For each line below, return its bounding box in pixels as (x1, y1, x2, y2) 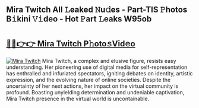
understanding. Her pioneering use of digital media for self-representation (6, 63, 188, 71)
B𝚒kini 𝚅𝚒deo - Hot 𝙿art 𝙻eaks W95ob (6, 14, 152, 24)
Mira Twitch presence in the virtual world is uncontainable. (6, 95, 150, 102)
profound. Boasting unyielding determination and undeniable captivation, (6, 89, 185, 96)
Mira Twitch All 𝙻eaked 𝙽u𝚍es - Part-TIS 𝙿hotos (6, 5, 188, 15)
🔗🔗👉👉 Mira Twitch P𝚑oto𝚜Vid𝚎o (6, 39, 135, 49)
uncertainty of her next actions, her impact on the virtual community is (6, 82, 179, 90)
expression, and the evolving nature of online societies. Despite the (6, 77, 171, 83)
